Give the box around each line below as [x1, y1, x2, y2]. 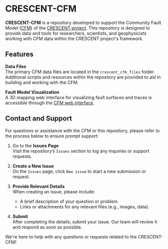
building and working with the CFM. [5, 79, 79, 85]
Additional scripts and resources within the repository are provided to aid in [5, 74, 161, 80]
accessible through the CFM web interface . [5, 100, 95, 106]
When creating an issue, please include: [12, 188, 95, 194]
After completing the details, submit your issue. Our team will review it [12, 218, 157, 224]
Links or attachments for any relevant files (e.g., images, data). [20, 203, 149, 209]
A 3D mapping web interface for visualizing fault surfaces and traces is [5, 94, 152, 100]
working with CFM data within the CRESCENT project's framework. [5, 36, 144, 42]
